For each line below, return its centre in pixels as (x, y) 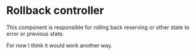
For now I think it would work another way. (59, 45)
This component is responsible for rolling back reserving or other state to (98, 27)
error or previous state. (35, 33)
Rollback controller (55, 11)
